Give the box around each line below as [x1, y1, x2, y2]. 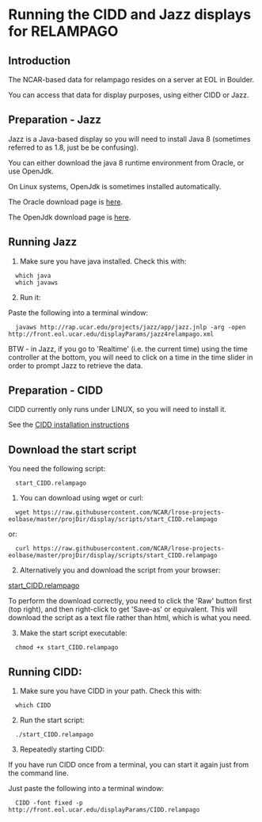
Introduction [8, 54, 71, 67]
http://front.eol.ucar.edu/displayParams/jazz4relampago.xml [8, 330, 215, 338]
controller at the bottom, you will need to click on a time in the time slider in [8, 352, 253, 362]
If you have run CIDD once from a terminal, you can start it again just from [8, 760, 249, 770]
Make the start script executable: [19, 628, 128, 638]
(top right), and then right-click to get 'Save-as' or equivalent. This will [8, 604, 237, 615]
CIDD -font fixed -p [15, 799, 83, 807]
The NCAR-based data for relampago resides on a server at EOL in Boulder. [8, 75, 255, 84]
